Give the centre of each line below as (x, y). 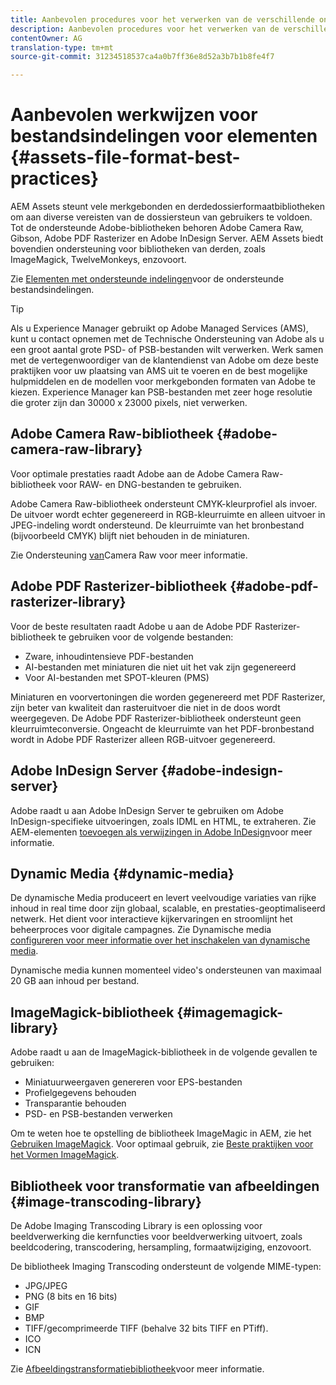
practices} (55, 178)
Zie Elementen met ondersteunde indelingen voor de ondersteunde (147, 279)
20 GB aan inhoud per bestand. (75, 981)
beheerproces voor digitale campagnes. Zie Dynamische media (141, 930)
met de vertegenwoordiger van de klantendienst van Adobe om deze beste (165, 360)
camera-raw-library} (76, 449)
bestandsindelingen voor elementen (164, 136)
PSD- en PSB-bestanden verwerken (98, 1114)
